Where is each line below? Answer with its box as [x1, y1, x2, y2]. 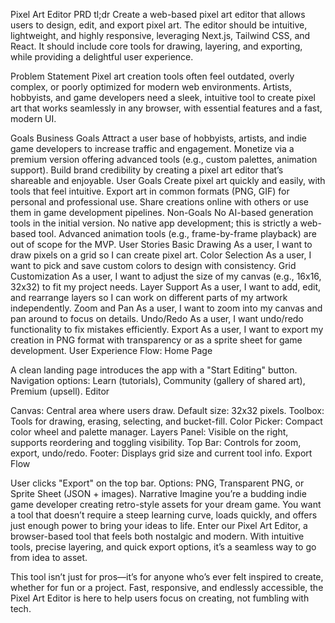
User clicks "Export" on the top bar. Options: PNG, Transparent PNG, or [10, 477, 305, 489]
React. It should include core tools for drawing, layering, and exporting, [10, 40, 303, 52]
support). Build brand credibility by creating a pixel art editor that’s [10, 164, 284, 176]
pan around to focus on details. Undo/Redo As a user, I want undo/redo [10, 313, 304, 324]
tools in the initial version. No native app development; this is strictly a [10, 217, 298, 229]
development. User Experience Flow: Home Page [10, 345, 213, 356]
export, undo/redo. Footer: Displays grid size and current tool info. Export [10, 447, 313, 459]
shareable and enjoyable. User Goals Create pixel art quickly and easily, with [10, 175, 326, 186]
